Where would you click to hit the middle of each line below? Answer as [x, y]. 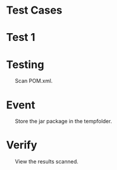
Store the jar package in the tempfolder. [63, 121]
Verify [22, 145]
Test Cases [34, 10]
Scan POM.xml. [34, 81]
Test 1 [21, 38]
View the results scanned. [47, 162]
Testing [25, 64]
